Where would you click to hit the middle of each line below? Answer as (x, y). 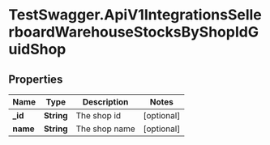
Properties (36, 79)
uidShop (37, 49)
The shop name (105, 129)
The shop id (99, 115)
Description (105, 102)
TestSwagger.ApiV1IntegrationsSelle (135, 15)
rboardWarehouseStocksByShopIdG (134, 32)
